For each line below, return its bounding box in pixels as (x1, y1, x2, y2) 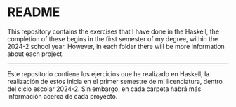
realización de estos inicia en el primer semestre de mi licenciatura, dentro (7, 77, 223, 85)
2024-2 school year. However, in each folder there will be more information (7, 42, 225, 50)
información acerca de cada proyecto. (7, 92, 118, 100)
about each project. (7, 50, 65, 58)
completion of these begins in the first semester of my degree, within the (7, 34, 218, 43)
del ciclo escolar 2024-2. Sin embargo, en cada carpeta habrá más (7, 85, 202, 93)
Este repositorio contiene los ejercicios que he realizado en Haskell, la (7, 69, 210, 78)
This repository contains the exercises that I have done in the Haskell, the (7, 27, 220, 36)
